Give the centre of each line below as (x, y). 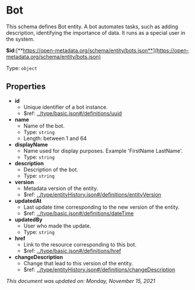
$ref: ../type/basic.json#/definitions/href (72, 251)
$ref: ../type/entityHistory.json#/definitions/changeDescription (99, 269)
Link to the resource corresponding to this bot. (80, 244)
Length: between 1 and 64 (55, 138)
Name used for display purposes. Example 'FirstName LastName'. (103, 151)
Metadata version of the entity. (61, 188)
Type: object (22, 68)
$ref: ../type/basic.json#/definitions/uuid (72, 113)
